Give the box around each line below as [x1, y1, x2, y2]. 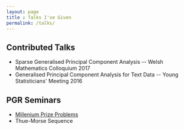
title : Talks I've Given [6, 14, 71, 20]
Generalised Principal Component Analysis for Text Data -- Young [14, 71, 179, 78]
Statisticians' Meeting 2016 [14, 78, 83, 85]
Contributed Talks [6, 42, 75, 52]
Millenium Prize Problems [14, 111, 78, 118]
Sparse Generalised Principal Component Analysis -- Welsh [14, 58, 163, 66]
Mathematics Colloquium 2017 [14, 64, 90, 72]
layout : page [6, 8, 39, 15]
